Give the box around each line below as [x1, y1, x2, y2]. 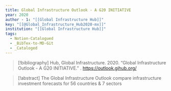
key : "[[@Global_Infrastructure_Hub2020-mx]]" [5, 21, 106, 27]
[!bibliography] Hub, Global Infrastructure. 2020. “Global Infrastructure [17, 59, 166, 65]
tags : [5, 31, 17, 36]
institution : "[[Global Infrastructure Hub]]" [5, 27, 106, 32]
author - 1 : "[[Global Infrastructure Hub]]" [5, 17, 104, 22]
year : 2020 [5, 12, 29, 17]
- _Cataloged [10, 45, 38, 51]
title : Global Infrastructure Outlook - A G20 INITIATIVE [5, 7, 131, 13]
